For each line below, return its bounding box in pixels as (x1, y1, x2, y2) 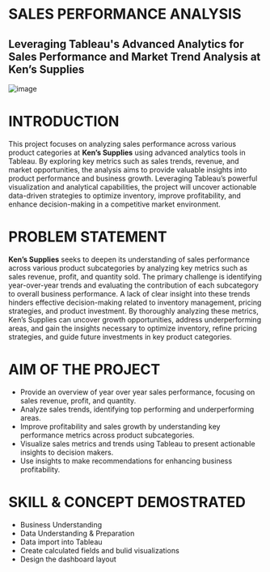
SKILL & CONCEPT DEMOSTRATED (8, 493, 247, 511)
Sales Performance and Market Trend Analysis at (8, 49, 261, 63)
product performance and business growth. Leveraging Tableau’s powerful (8, 173, 258, 183)
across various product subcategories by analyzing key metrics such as (8, 263, 248, 272)
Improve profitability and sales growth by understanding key (19, 421, 221, 431)
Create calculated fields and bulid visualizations (19, 545, 179, 555)
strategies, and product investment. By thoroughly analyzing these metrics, (8, 305, 259, 316)
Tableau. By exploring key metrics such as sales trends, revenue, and (8, 156, 240, 166)
